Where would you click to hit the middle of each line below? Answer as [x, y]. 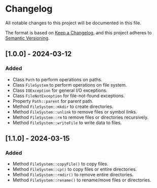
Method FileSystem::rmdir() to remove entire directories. [73, 175]
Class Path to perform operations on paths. [57, 80]
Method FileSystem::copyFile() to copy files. [60, 164]
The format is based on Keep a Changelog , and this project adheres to [78, 32]
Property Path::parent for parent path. [53, 101]
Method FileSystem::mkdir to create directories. [63, 106]
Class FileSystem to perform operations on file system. [70, 85]
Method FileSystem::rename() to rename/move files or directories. [82, 180]
